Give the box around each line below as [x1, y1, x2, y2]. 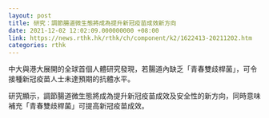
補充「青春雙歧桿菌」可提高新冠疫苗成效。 [8, 101, 149, 111]
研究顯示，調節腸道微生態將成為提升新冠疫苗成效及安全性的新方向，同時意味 [8, 91, 261, 100]
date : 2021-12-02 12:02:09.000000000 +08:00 [8, 26, 159, 34]
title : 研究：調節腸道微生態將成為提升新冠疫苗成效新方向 [8, 19, 177, 27]
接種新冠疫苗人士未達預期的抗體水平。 [8, 74, 134, 84]
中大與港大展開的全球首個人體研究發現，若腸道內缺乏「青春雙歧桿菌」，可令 [8, 65, 258, 74]
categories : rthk [8, 41, 66, 49]
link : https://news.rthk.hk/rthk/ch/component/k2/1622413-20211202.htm [8, 33, 252, 42]
